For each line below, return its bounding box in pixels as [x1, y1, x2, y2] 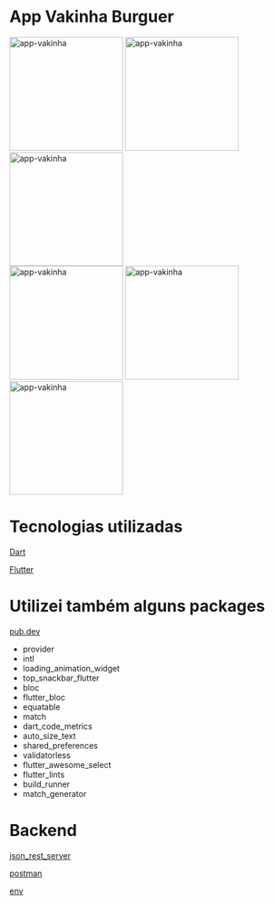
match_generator [22, 788, 87, 799]
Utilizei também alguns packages [9, 596, 266, 617]
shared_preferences [22, 740, 98, 751]
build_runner [22, 779, 71, 790]
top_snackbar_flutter [22, 672, 100, 683]
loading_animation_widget [22, 662, 121, 673]
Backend [9, 820, 77, 840]
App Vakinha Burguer [9, 6, 174, 27]
